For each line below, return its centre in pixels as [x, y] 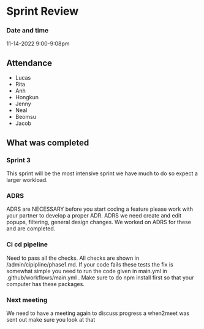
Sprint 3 [18, 160]
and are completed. [31, 229]
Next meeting [27, 300]
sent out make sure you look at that [51, 319]
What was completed [48, 142]
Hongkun [27, 97]
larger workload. [27, 180]
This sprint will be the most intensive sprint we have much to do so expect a [102, 173]
